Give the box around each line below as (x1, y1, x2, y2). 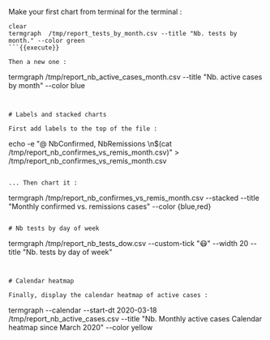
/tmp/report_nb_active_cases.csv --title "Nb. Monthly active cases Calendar (8, 314, 262, 323)
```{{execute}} (8, 44, 60, 52)
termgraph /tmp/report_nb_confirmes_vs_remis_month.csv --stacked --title (8, 193, 259, 202)
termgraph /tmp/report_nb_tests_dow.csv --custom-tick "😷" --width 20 (8, 239, 249, 248)
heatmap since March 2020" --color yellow (8, 323, 153, 332)
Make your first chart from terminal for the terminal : (8, 7, 182, 16)
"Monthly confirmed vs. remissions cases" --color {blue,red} (8, 202, 212, 211)
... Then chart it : (8, 179, 79, 187)
